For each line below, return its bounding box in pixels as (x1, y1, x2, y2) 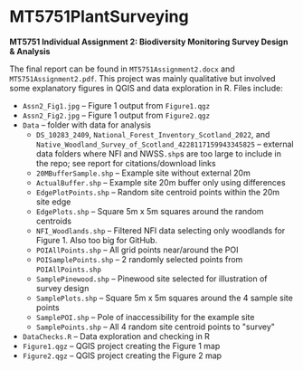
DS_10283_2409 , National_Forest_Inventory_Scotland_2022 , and (35, 128, 270, 139)
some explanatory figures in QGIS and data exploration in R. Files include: (9, 82, 283, 93)
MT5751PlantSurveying (9, 6, 189, 27)
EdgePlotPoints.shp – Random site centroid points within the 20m (35, 186, 280, 197)
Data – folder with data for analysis (22, 119, 152, 130)
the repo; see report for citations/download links (35, 157, 216, 168)
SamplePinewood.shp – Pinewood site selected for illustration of (35, 273, 268, 284)
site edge (35, 196, 71, 207)
